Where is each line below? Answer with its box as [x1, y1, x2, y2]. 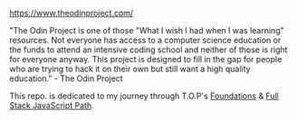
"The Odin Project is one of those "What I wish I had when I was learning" [9, 25, 284, 35]
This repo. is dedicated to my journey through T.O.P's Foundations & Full [9, 90, 279, 101]
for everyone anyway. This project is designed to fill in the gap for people [9, 54, 283, 64]
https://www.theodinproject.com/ [9, 8, 134, 18]
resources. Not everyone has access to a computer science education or [9, 35, 282, 45]
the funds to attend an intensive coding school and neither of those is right [9, 44, 288, 55]
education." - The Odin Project [9, 73, 124, 84]
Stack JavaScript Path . [9, 100, 94, 111]
